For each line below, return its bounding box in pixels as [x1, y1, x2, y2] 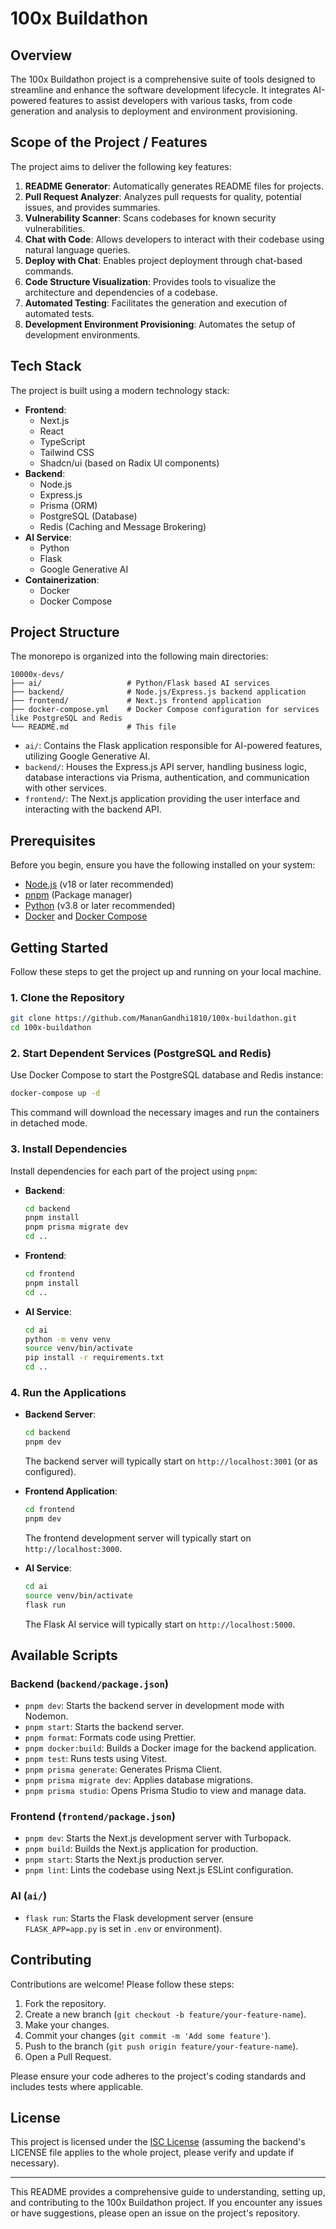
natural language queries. [24, 243, 131, 256]
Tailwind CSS [39, 446, 95, 458]
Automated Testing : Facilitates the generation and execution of [24, 297, 288, 309]
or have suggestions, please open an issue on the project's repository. [10, 2207, 300, 2219]
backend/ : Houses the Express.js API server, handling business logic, [24, 761, 307, 773]
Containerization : [24, 573, 100, 586]
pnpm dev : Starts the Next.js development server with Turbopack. [24, 1832, 292, 1844]
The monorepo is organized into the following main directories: [10, 650, 269, 662]
